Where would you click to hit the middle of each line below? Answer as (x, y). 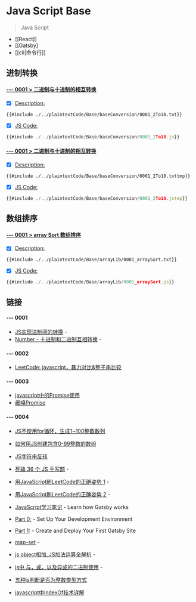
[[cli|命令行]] (30, 53)
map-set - (27, 542)
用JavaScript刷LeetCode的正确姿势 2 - (63, 494)
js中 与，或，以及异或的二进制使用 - (59, 567)
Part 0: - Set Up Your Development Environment (74, 519)
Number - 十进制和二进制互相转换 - (58, 339)
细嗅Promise (30, 403)
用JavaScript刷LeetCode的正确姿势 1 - (62, 481)
